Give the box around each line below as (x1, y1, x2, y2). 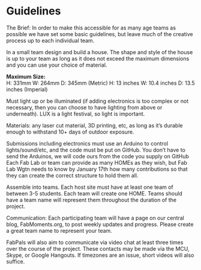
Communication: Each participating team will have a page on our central (6, 214, 185, 221)
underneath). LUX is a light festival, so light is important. (6, 110, 145, 117)
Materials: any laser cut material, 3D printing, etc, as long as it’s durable (6, 121, 183, 129)
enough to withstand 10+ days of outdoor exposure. (6, 128, 134, 135)
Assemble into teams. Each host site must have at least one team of (6, 183, 174, 191)
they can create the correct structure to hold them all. (6, 171, 139, 179)
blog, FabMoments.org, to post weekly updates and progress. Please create (6, 221, 194, 228)
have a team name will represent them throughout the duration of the (6, 196, 177, 203)
